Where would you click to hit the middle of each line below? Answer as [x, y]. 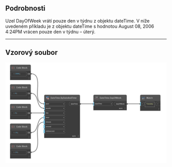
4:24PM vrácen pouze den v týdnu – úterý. [50, 32]
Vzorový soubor [31, 53]
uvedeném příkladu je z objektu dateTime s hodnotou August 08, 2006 [80, 26]
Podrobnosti [25, 8]
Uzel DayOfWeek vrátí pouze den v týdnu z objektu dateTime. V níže [78, 20]
